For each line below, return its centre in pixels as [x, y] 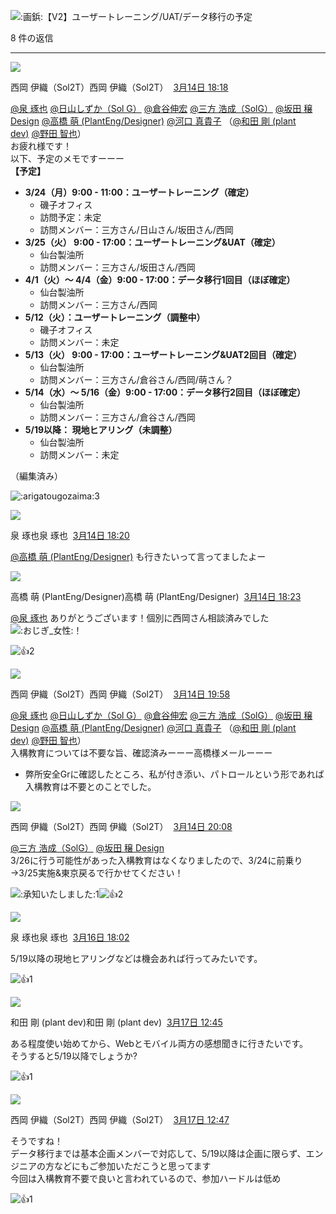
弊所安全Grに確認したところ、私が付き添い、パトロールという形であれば [174, 774]
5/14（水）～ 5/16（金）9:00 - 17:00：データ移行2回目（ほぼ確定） [165, 392]
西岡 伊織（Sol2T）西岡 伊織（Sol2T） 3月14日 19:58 [120, 694]
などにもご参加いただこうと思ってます [132, 1166]
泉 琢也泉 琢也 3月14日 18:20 [70, 535]
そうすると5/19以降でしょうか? [74, 1056]
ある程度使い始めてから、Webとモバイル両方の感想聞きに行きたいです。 [159, 1043]
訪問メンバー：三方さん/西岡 [98, 304]
